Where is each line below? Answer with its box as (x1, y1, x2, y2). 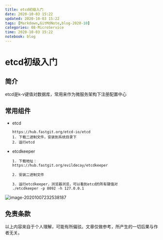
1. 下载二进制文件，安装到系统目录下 (12, 135, 77, 139)
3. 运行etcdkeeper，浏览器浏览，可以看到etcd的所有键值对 (12, 182, 118, 187)
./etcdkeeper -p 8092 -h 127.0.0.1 (12, 186, 84, 191)
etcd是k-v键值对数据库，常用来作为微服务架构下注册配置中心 (5, 91, 127, 97)
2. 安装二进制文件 (12, 172, 45, 177)
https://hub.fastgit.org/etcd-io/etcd (12, 129, 91, 134)
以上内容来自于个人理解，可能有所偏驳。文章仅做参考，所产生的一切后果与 (5, 223, 154, 229)
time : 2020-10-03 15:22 (5, 30, 53, 34)
